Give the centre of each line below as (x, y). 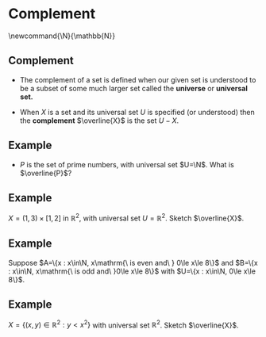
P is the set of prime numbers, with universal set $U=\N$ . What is (127, 164)
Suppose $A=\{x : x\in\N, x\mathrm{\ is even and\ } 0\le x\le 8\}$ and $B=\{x (133, 262)
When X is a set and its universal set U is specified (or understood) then (137, 112)
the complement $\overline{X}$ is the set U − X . (99, 121)
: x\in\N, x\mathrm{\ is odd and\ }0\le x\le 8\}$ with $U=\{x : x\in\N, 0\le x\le (132, 271)
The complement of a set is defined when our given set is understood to (138, 79)
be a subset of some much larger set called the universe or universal (134, 88)
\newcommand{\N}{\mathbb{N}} (62, 36)
